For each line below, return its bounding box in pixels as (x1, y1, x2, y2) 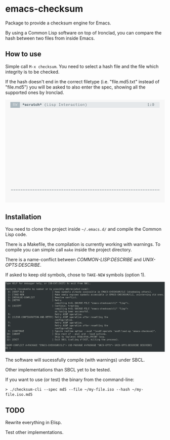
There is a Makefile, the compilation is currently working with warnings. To (5, 241, 161, 247)
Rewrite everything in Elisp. (5, 419, 62, 425)
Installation (5, 212, 41, 221)
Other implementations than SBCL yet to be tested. (5, 367, 111, 373)
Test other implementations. (5, 429, 64, 435)
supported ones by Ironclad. (5, 89, 64, 96)
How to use (5, 50, 41, 58)
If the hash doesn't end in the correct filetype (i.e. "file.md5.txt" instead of (5, 78, 160, 84)
